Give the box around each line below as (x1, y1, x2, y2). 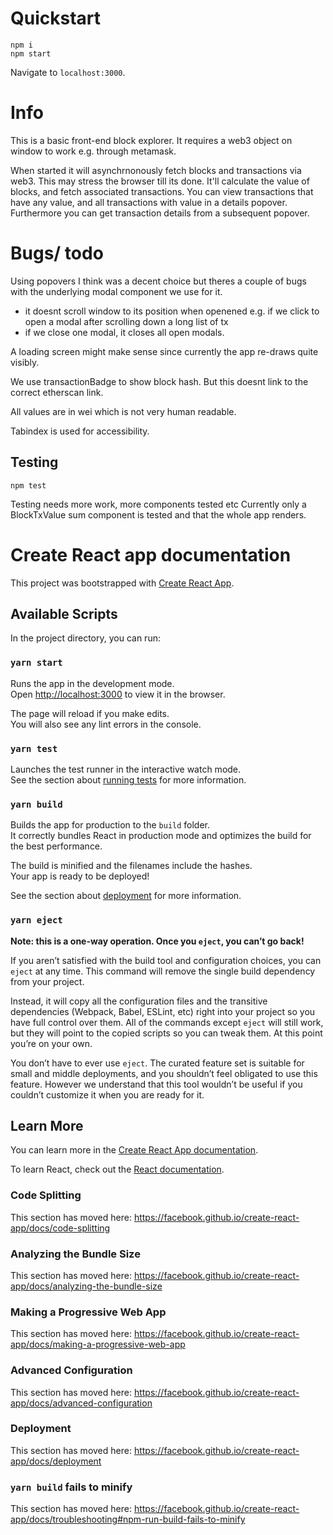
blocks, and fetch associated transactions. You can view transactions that (10, 185, 314, 197)
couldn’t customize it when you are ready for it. (10, 1088, 205, 1101)
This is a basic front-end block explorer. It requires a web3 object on (10, 134, 293, 146)
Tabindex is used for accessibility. (10, 425, 150, 437)
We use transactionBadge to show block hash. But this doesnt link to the (10, 375, 309, 387)
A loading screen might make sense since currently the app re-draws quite (10, 345, 319, 357)
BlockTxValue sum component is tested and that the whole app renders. (10, 508, 307, 521)
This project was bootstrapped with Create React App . (10, 577, 235, 589)
